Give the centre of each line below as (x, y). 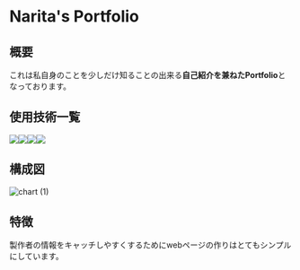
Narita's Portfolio (74, 17)
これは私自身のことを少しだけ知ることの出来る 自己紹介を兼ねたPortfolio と (148, 75)
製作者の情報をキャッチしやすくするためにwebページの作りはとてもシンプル (150, 245)
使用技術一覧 (45, 117)
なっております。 (40, 86)
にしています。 (37, 257)
